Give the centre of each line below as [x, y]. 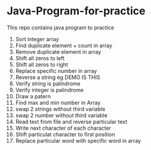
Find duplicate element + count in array [64, 45]
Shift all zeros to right [41, 65]
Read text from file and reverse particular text [71, 121]
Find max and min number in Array [58, 102]
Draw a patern [33, 96]
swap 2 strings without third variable [60, 109]
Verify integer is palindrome [50, 90]
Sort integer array [37, 39]
